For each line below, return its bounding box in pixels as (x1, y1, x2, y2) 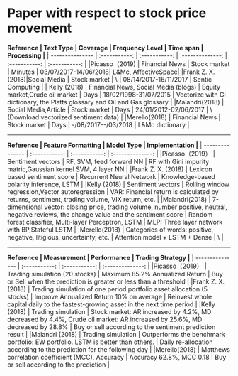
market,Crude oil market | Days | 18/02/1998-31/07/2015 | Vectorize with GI (7, 90, 227, 99)
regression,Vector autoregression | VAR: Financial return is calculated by (7, 187, 219, 196)
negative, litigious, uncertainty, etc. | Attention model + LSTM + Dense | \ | (7, 232, 225, 241)
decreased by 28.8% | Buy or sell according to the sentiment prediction (7, 322, 216, 331)
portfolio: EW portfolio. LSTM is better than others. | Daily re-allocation (7, 338, 213, 346)
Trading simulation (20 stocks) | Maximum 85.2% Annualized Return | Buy (7, 269, 223, 278)
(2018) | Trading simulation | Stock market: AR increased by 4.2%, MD (7, 307, 212, 316)
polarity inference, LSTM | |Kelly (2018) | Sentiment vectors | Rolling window (7, 180, 230, 188)
